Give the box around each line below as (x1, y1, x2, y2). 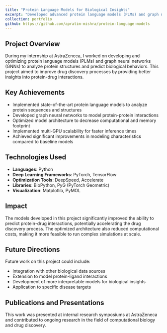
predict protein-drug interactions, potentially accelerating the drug (5, 220, 141, 226)
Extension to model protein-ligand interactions (12, 273, 108, 279)
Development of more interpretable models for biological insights (12, 279, 146, 285)
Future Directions (5, 245, 60, 254)
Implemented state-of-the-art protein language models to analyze (12, 102, 148, 108)
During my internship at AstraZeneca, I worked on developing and (5, 53, 140, 59)
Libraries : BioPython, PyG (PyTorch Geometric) (12, 182, 110, 188)
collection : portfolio (5, 16, 52, 21)
